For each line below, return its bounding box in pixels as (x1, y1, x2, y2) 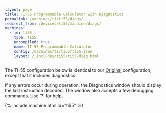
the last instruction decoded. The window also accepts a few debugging (5, 88, 154, 94)
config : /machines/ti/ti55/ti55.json (14, 49, 93, 54)
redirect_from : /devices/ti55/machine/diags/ (5, 21, 101, 26)
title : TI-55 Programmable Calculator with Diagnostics (5, 12, 124, 17)
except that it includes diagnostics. (5, 73, 77, 79)
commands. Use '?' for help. (5, 93, 63, 99)
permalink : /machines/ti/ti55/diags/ (5, 16, 84, 21)
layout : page (5, 7, 32, 12)
